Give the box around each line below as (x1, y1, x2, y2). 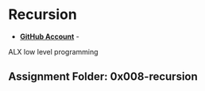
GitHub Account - (19, 32, 79, 41)
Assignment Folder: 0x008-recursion (8, 70, 199, 84)
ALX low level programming (8, 47, 99, 56)
